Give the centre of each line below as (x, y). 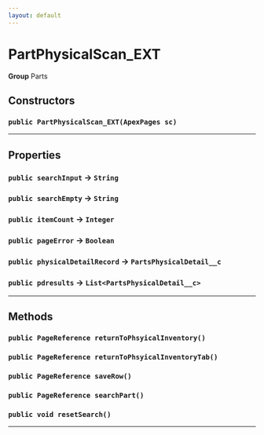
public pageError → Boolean (61, 240)
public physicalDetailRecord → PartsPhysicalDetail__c (115, 261)
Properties (35, 155)
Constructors (42, 100)
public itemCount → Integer (61, 219)
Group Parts (28, 76)
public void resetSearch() (60, 414)
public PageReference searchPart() (76, 395)
